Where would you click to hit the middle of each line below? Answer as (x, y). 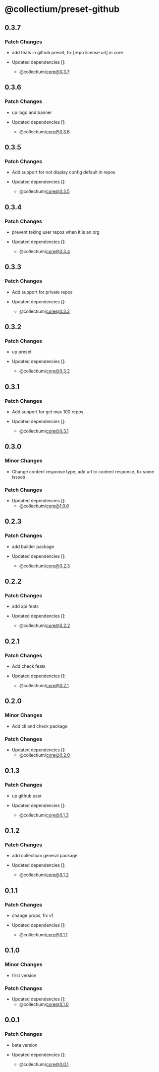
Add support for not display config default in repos (63, 172)
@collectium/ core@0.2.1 (44, 686)
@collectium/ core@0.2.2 (45, 625)
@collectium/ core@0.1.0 (44, 1004)
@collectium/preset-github (62, 9)
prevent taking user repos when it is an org (55, 232)
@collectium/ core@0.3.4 (45, 251)
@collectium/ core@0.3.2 (45, 371)
